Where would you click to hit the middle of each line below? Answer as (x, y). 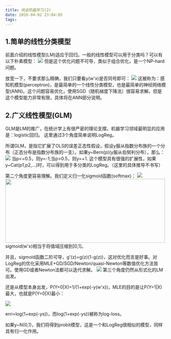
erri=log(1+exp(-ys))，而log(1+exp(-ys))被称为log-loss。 (65, 314)
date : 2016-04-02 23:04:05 (34, 15)
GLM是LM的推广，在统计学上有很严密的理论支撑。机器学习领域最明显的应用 (85, 129)
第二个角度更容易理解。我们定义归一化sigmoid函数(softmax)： (71, 176)
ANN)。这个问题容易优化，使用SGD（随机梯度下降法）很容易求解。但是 (87, 91)
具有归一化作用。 (23, 331)
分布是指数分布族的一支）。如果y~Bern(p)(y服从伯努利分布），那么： (94, 152)
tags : (11, 19)
